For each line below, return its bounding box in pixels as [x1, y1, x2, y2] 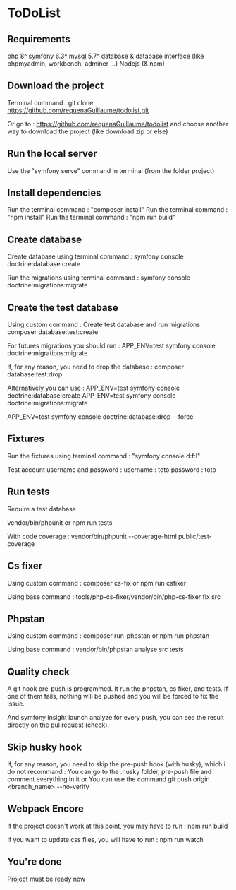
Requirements [7, 33, 70, 45]
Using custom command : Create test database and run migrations [7, 320, 201, 329]
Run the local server [7, 148, 97, 160]
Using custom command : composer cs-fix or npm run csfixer [7, 578, 187, 587]
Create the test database [7, 302, 118, 314]
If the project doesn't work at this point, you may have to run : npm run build [7, 821, 228, 830]
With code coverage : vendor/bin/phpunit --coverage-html [7, 532, 178, 540]
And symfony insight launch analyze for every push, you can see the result [7, 713, 224, 722]
